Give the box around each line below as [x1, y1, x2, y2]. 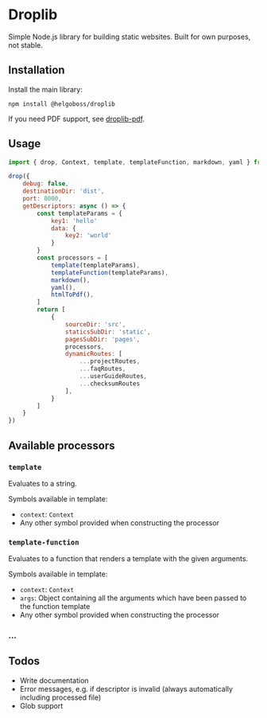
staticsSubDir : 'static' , [64, 328, 151, 336]
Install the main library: [8, 84, 83, 94]
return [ [37, 306, 66, 314]
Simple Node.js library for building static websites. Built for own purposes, [8, 32, 251, 41]
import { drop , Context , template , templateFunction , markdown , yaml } [8, 158, 250, 166]
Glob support [19, 700, 64, 710]
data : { [50, 224, 77, 232]
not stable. [8, 40, 44, 49]
